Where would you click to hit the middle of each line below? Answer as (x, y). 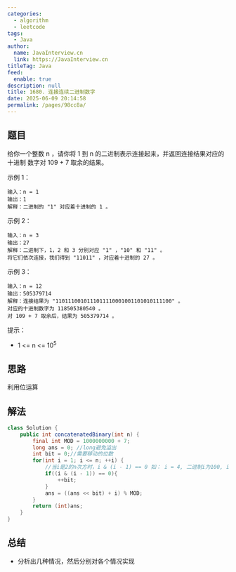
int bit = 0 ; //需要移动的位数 (73, 454)
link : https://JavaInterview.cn (61, 60)
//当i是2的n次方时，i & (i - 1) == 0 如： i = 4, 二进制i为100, (134, 467)
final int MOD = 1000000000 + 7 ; (81, 441)
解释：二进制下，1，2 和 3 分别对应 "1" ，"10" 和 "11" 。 (86, 250)
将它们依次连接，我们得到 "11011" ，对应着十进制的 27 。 (83, 258)
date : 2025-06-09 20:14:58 (47, 99)
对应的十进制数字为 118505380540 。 (55, 308)
